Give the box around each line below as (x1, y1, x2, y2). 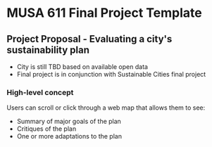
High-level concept (6, 87, 74, 97)
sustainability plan (6, 44, 89, 56)
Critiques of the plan (16, 124, 77, 133)
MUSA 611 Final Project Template (6, 5, 202, 21)
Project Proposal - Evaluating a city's (6, 33, 173, 45)
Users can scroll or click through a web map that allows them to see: (6, 103, 206, 112)
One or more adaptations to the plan (16, 132, 123, 141)
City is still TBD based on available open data (16, 63, 149, 71)
